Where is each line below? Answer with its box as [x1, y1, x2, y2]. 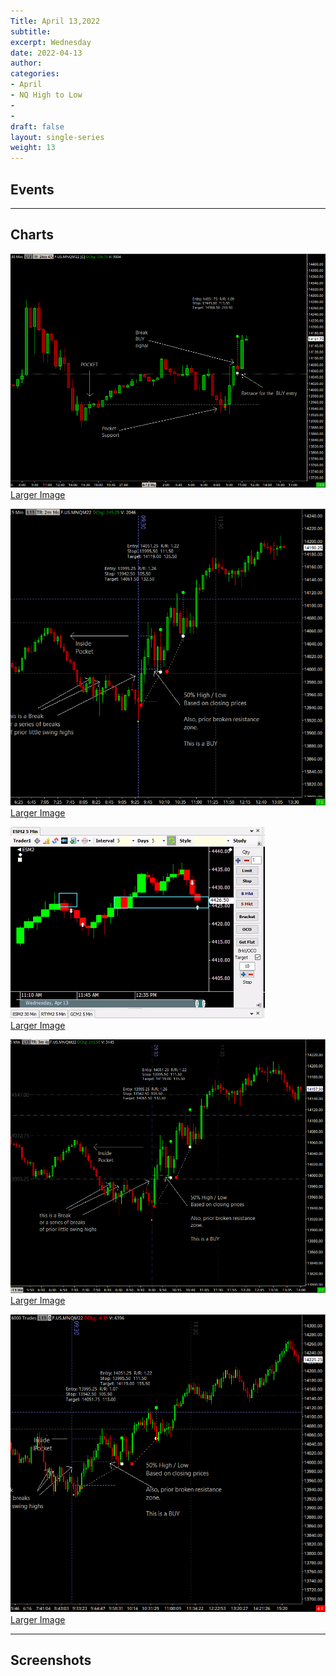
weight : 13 [10, 143, 56, 153]
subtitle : [10, 26, 52, 37]
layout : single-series [10, 132, 105, 142]
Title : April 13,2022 [10, 16, 101, 26]
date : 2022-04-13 [10, 48, 83, 58]
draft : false [10, 121, 65, 132]
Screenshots [10, 1652, 92, 1669]
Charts [10, 226, 55, 244]
